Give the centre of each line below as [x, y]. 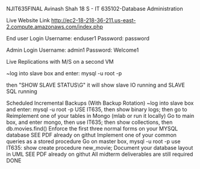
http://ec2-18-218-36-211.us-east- [93, 20]
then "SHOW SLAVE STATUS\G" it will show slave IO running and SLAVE [96, 85]
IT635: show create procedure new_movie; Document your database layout [100, 148]
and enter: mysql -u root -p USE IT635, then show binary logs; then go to [97, 109]
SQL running [22, 91]
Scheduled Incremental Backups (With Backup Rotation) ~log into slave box [100, 103]
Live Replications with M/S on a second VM [60, 62]
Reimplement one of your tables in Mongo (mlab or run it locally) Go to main [100, 116]
